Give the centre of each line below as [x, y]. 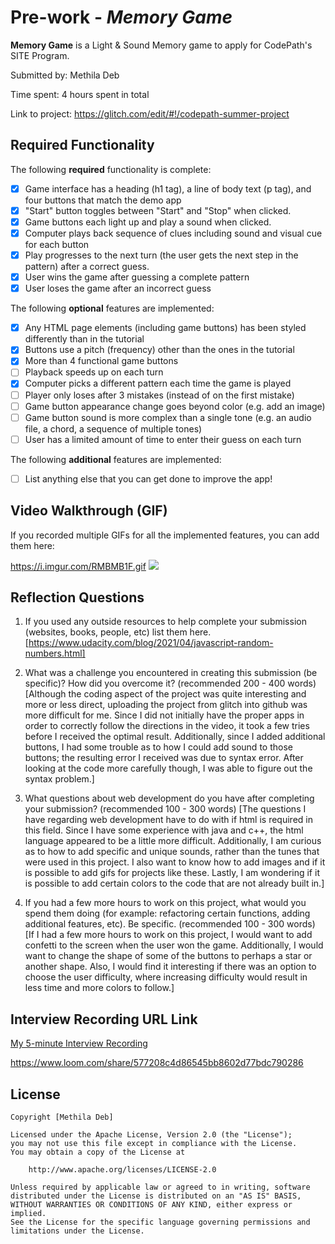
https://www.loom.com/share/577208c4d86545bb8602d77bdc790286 [157, 1063]
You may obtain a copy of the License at [98, 1152]
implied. [28, 1214]
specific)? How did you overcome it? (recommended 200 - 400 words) [170, 683]
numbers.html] [55, 653]
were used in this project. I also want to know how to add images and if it [175, 862]
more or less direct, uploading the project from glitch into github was [166, 705]
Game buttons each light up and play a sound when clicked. [148, 222]
